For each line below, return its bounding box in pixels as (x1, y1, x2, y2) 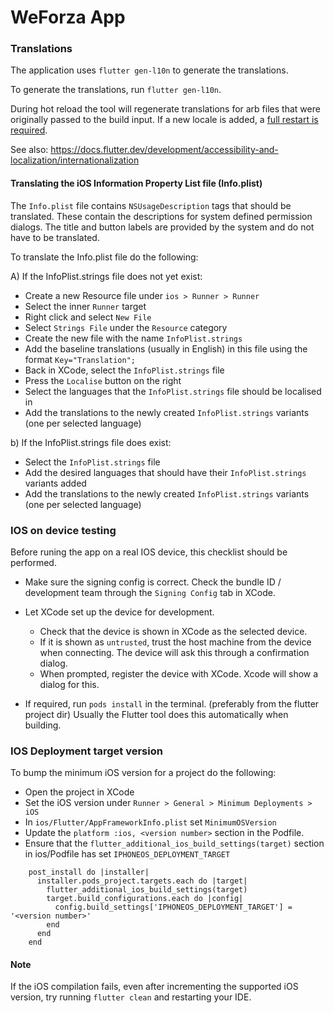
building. (24, 719, 62, 731)
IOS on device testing (10, 523, 117, 537)
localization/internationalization (10, 154, 140, 166)
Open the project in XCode (24, 786, 135, 798)
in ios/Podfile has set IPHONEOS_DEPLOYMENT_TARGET (24, 848, 231, 860)
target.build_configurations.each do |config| (46, 894, 244, 904)
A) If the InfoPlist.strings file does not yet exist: (10, 270, 203, 282)
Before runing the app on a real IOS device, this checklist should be (10, 546, 288, 558)
